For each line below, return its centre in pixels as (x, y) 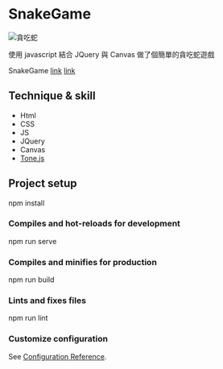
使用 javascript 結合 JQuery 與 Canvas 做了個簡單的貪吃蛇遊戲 (111, 54)
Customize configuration (58, 339)
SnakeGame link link (42, 70)
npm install (27, 203)
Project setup (43, 183)
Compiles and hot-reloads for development (95, 224)
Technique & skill (52, 96)
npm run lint (28, 318)
